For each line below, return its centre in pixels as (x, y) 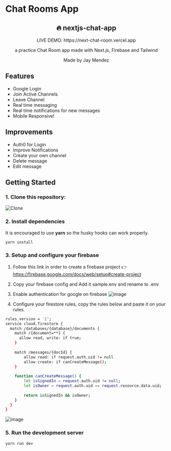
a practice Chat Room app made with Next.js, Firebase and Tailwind (86, 50)
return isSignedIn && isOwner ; (57, 395)
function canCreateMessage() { (48, 376)
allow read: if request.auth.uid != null (69, 357)
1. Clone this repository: (35, 197)
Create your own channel (40, 155)
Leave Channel (28, 99)
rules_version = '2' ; (28, 319)
